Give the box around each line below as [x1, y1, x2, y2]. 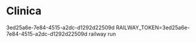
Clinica [6, 4, 42, 18]
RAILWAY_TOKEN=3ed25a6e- [115, 24, 190, 31]
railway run [88, 30, 117, 37]
